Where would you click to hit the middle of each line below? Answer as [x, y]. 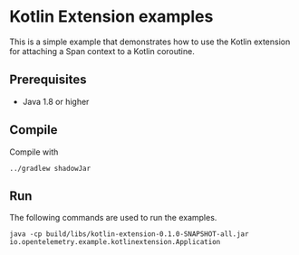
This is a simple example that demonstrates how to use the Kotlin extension [150, 42]
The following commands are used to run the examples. [113, 218]
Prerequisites [48, 80]
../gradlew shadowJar [50, 168]
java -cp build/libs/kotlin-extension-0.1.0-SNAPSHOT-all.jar [129, 234]
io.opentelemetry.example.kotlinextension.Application [115, 242]
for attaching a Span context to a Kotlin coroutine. [102, 51]
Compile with [34, 152]
